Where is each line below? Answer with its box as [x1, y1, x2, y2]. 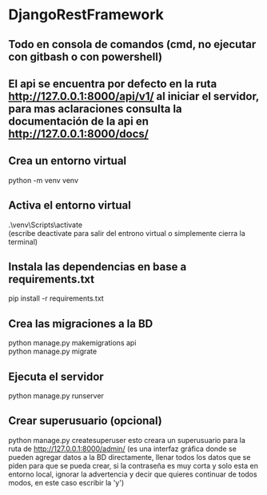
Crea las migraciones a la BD [8, 317, 153, 330]
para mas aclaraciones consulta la [8, 102, 182, 115]
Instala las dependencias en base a [8, 260, 187, 273]
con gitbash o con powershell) [8, 50, 163, 63]
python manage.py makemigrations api [8, 338, 137, 348]
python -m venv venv [8, 175, 78, 185]
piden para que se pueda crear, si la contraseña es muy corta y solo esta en [8, 461, 258, 470]
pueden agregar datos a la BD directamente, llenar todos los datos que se [8, 452, 251, 461]
